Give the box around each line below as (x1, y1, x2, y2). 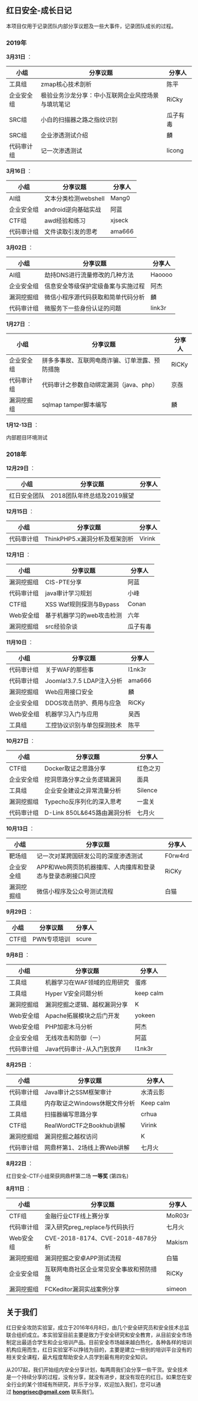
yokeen (134, 1011, 156, 1020)
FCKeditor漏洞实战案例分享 (44, 1285, 120, 1293)
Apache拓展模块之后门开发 (45, 1012, 120, 1020)
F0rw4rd (164, 852, 189, 860)
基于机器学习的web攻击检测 (45, 611, 123, 620)
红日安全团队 (9, 491, 45, 500)
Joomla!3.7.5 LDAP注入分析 (45, 677, 123, 685)
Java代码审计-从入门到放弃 (45, 1045, 122, 1053)
